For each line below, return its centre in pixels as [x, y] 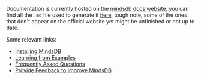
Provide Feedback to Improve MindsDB [63, 70]
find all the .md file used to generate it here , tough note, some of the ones [97, 15]
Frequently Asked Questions [50, 64]
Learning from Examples [45, 57]
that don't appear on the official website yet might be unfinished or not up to [100, 21]
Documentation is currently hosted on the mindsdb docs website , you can [97, 9]
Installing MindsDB [38, 51]
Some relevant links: [31, 39]
